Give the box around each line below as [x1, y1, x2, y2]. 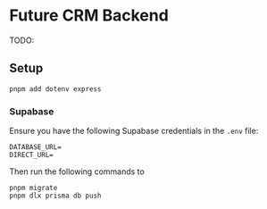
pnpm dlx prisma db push [9, 191, 102, 201]
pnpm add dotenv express [9, 84, 102, 94]
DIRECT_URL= [9, 151, 54, 160]
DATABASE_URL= [9, 143, 63, 152]
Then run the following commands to [9, 166, 145, 177]
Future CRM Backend [9, 5, 170, 26]
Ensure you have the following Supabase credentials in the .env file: [9, 126, 259, 137]
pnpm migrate [9, 184, 58, 193]
